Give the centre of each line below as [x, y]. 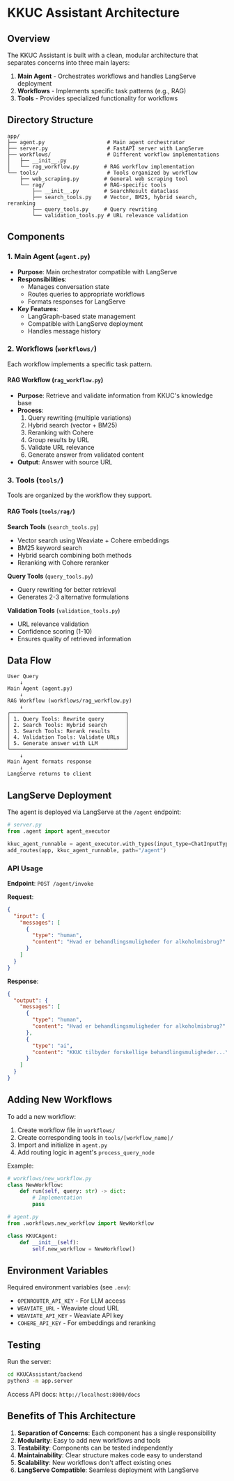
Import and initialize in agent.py [62, 1145]
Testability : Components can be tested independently [95, 1448]
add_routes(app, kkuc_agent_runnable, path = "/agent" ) [87, 850]
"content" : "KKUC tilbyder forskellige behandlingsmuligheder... [129, 1052]
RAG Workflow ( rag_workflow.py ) [55, 380]
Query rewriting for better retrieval [67, 589]
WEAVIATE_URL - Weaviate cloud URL [68, 1308]
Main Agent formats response [49, 762]
